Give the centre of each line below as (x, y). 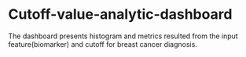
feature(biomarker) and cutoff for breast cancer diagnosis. (103, 44)
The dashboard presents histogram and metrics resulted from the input (123, 36)
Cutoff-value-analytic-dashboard (120, 14)
